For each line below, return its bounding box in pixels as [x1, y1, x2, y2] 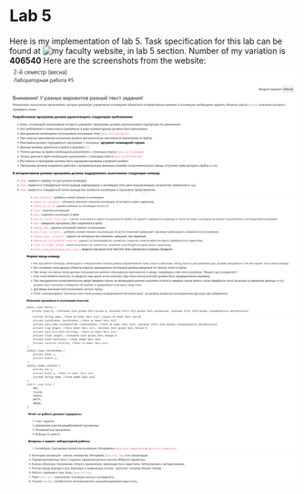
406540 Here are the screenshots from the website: [9, 55, 207, 66]
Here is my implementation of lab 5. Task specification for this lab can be [9, 36, 283, 46]
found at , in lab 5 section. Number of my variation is [9, 45, 286, 56]
